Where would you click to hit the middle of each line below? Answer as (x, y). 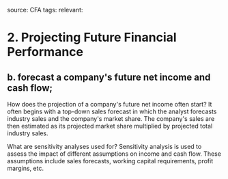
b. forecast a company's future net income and (109, 77)
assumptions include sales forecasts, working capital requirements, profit (110, 161)
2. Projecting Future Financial (92, 38)
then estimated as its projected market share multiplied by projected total (110, 126)
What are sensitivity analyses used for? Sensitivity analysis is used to (104, 147)
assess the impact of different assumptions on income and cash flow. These (114, 154)
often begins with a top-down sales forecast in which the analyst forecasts (112, 111)
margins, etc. (26, 168)
